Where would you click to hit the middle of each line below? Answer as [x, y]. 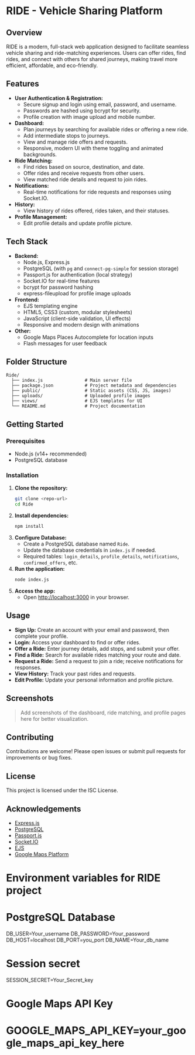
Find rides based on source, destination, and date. [84, 167]
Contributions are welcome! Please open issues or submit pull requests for [96, 751]
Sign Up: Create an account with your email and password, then [92, 630]
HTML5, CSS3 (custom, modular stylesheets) [78, 312]
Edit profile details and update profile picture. [78, 223]
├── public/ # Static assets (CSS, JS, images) [91, 391]
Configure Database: [41, 538]
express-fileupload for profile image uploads [77, 293]
